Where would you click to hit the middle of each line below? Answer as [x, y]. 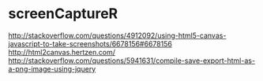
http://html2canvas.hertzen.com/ [62, 52]
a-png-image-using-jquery [52, 68]
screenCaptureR [63, 14]
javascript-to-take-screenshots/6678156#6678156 [90, 43]
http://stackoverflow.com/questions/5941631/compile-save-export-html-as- [131, 61]
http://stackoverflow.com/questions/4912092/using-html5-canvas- [117, 35]
